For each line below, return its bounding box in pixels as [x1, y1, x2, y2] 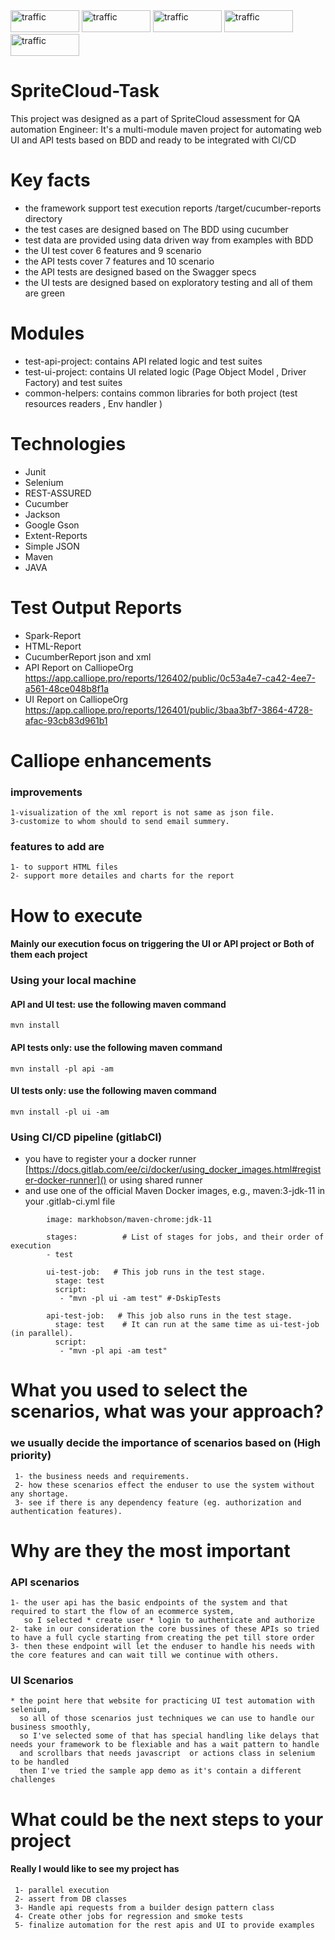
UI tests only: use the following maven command [10, 1085, 217, 1097]
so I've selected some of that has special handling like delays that [19, 1731, 320, 1741]
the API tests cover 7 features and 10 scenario [24, 255, 215, 267]
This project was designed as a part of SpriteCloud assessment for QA [10, 112, 301, 124]
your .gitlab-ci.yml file [24, 1195, 116, 1208]
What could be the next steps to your [10, 1808, 324, 1831]
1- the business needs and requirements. [14, 1471, 190, 1481]
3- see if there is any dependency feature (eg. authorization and [14, 1497, 302, 1508]
